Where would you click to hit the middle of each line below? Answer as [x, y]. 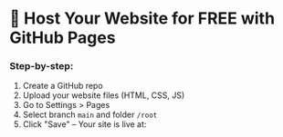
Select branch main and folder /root [90, 115]
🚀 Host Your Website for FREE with [142, 19]
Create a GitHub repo [63, 86]
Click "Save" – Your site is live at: [84, 124]
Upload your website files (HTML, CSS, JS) [104, 95]
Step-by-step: [42, 66]
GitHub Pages [63, 38]
